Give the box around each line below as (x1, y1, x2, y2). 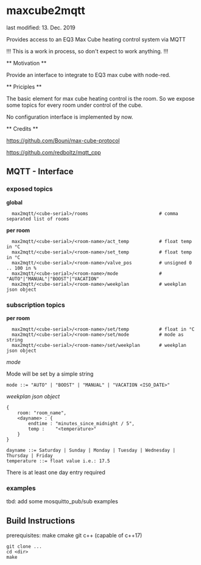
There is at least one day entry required (6, 468, 105, 476)
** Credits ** (6, 125, 38, 132)
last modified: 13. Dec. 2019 (6, 24, 76, 31)
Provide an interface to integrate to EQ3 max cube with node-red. (6, 71, 171, 78)
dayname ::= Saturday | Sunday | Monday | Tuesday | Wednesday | (6, 447, 175, 453)
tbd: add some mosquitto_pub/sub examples (6, 498, 119, 505)
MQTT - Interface (6, 166, 74, 177)
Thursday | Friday (6, 453, 53, 459)
